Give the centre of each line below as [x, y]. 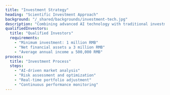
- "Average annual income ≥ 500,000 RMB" [58, 52]
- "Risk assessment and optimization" [55, 75]
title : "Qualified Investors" [41, 33]
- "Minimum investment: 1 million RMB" [56, 43]
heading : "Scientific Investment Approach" [52, 15]
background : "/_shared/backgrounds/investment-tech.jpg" [67, 19]
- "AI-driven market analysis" [47, 71]
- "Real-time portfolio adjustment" [53, 80]
